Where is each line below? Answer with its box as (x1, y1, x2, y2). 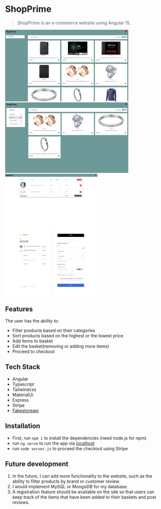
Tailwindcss (12, 386, 36, 392)
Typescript (12, 381, 34, 387)
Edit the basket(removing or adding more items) (12, 343, 109, 349)
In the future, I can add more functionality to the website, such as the (12, 473, 153, 479)
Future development (5, 460, 69, 468)
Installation (5, 422, 40, 430)
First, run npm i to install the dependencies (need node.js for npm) (12, 435, 147, 441)
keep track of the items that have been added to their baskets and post (12, 494, 157, 500)
